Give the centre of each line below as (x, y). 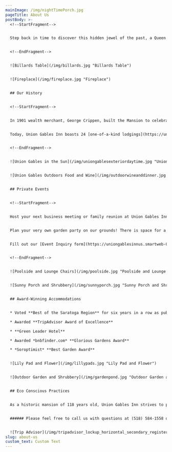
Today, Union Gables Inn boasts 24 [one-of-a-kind (65, 134)
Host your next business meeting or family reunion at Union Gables (84, 217)
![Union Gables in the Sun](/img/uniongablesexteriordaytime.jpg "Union (89, 162)
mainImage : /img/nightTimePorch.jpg (44, 10)
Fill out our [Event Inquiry (41, 244)
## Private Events (30, 189)
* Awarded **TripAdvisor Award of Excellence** (62, 322)
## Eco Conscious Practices (40, 391)
